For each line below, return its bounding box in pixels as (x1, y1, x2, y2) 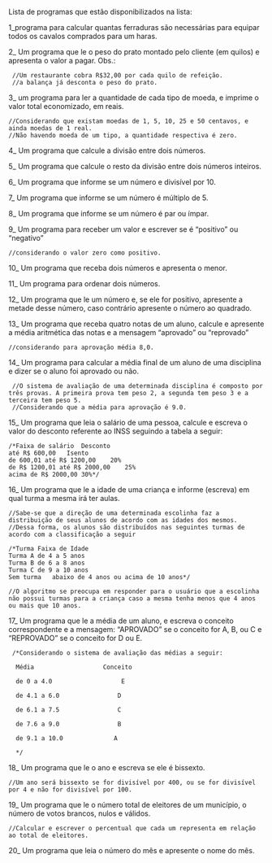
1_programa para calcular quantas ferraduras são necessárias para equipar (8, 23, 260, 32)
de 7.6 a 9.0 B (15, 720, 122, 728)
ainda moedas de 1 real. (8, 124, 93, 133)
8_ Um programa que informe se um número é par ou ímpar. (8, 209, 209, 218)
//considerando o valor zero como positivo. (8, 249, 162, 257)
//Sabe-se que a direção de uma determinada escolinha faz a (8, 509, 220, 517)
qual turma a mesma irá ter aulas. (8, 494, 120, 503)
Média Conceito (15, 663, 132, 671)
